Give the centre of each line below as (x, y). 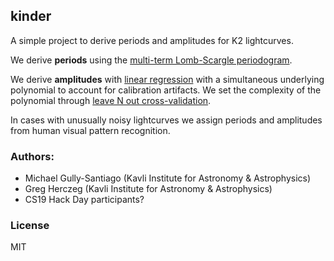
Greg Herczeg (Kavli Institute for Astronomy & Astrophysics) (148, 189)
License (30, 226)
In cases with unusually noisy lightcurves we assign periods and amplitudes (166, 120)
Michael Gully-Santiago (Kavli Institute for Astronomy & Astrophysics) (168, 178)
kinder (31, 16)
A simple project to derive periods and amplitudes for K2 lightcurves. (152, 40)
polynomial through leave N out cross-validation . (111, 100)
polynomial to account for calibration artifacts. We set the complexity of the (166, 90)
